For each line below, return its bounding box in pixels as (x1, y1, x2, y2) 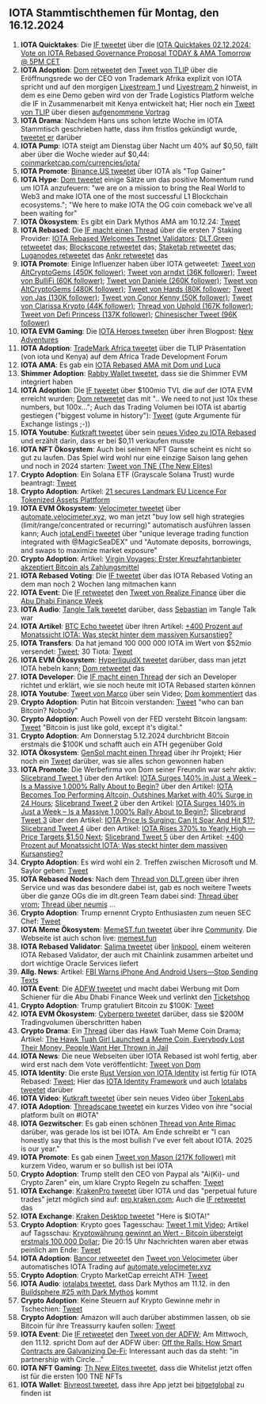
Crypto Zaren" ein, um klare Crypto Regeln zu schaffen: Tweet (20, 1177, 224, 1187)
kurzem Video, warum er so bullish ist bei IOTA (20, 1160, 173, 1170)
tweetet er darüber (20, 132, 82, 142)
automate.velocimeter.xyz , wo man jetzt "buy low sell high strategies (20, 512, 245, 521)
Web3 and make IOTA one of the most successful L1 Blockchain (20, 191, 229, 201)
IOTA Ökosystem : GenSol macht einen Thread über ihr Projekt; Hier (20, 747, 242, 757)
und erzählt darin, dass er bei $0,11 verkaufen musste (20, 435, 195, 445)
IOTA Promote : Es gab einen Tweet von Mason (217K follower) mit (20, 1152, 237, 1161)
